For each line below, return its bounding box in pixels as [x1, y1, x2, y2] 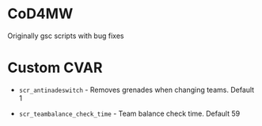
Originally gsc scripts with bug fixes [7, 31, 124, 40]
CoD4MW [7, 5, 74, 23]
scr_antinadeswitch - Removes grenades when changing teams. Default [18, 85, 255, 94]
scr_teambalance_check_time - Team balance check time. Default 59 [18, 109, 241, 118]
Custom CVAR [7, 59, 103, 77]
